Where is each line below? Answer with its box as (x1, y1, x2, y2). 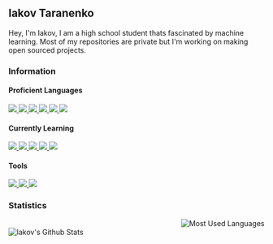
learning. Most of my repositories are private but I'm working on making (8, 36, 249, 46)
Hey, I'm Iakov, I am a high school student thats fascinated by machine (8, 28, 245, 37)
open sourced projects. (8, 45, 87, 55)
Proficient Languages (8, 85, 83, 96)
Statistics (8, 200, 47, 212)
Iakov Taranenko (8, 6, 95, 20)
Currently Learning (8, 123, 75, 133)
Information (8, 65, 56, 76)
